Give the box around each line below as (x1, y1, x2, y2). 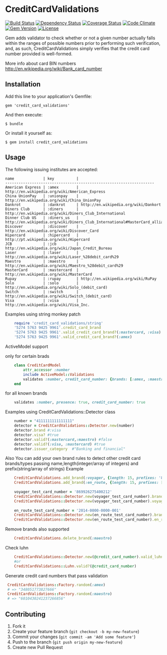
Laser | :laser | (5, 250, 79, 255)
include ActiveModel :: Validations (23, 372, 94, 377)
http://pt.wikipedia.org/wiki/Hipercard (5, 237, 90, 242)
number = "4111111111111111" (14, 419, 75, 424)
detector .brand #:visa (14, 428, 61, 433)
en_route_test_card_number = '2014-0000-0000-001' (14, 508, 121, 513)
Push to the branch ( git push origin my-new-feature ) (12, 639, 123, 645)
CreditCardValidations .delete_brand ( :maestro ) (14, 536, 112, 541)
